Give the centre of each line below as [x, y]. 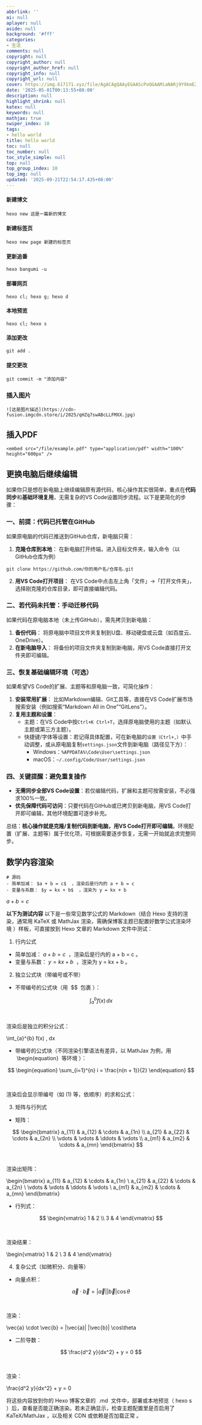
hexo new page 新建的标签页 [38, 242]
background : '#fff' [31, 34]
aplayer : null [24, 23]
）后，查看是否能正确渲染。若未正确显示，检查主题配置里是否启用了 [90, 1408]
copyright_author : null [36, 62]
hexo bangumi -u [26, 269]
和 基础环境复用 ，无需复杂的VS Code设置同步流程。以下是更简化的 [99, 497]
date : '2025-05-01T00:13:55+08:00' [51, 90]
